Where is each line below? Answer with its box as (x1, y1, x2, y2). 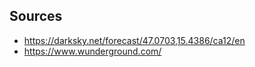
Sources (9, 8, 63, 25)
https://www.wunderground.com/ (23, 45, 162, 57)
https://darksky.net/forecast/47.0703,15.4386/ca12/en (23, 34, 246, 46)
